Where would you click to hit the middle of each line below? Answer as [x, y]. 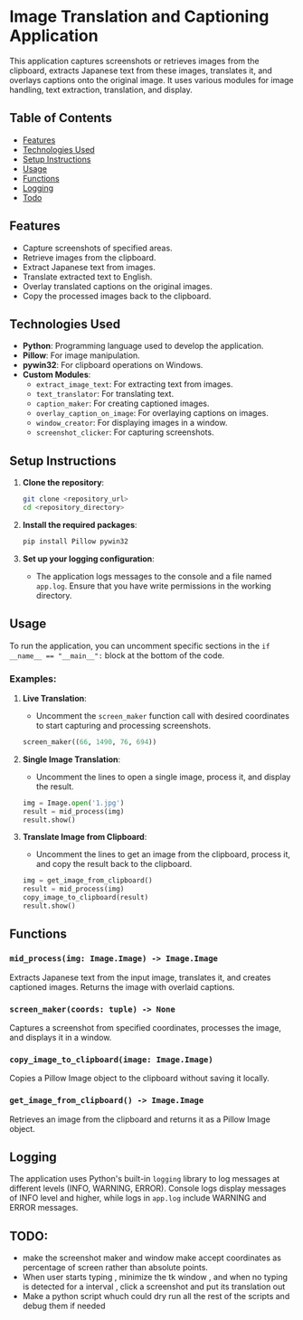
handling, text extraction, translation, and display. [101, 90]
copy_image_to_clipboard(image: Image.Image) [112, 1059]
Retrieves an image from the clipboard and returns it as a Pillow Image [140, 1119]
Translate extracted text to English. [87, 277]
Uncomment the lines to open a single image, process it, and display [163, 777]
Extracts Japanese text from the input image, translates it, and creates [140, 977]
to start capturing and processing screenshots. [123, 725]
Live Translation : [55, 698]
